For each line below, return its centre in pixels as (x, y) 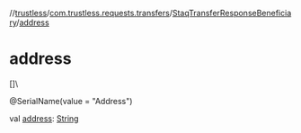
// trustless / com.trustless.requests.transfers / (91, 13)
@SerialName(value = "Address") (71, 101)
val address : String (44, 118)
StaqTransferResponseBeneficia (232, 13)
